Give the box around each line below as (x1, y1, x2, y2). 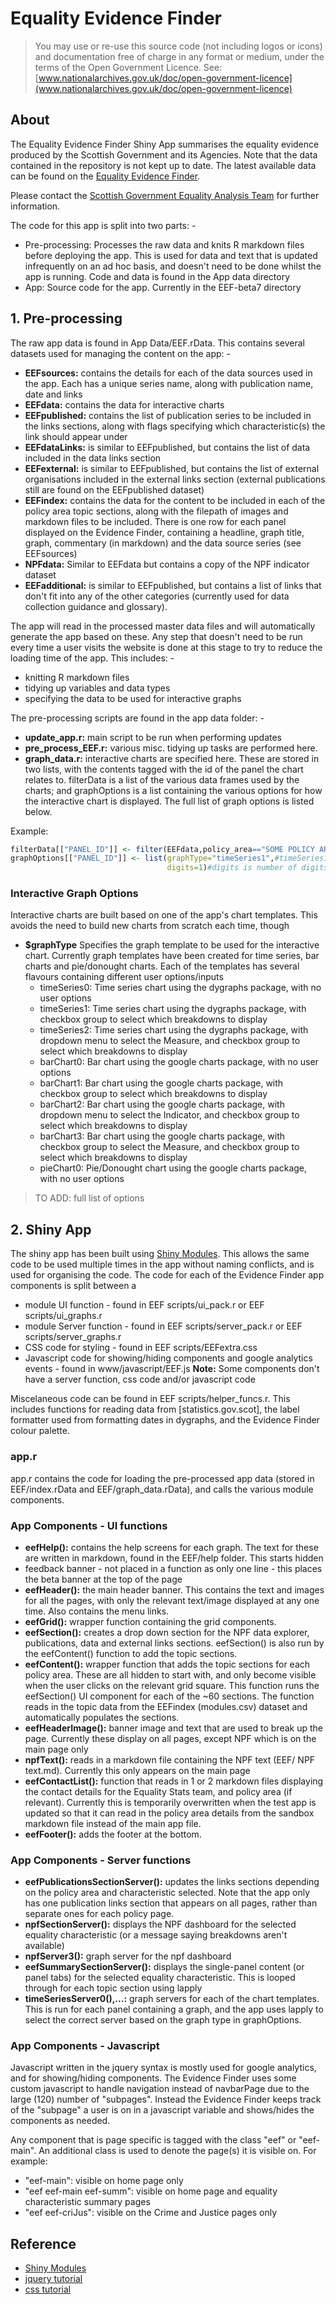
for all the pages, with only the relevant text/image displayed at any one (24, 1594, 320, 1606)
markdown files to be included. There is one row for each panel (24, 515, 287, 527)
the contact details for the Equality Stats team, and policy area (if (24, 1785, 293, 1797)
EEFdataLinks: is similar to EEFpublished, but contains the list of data (24, 441, 311, 453)
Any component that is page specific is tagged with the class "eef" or (10, 2134, 297, 2146)
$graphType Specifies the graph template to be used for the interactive (24, 939, 320, 951)
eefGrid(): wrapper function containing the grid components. (24, 1615, 277, 1627)
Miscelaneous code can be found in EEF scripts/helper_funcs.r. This (10, 1393, 291, 1405)
